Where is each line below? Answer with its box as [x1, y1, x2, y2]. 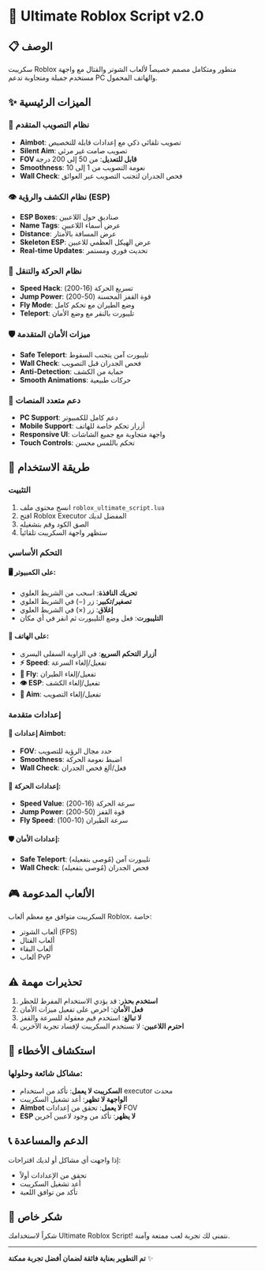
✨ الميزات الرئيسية [8, 96, 91, 109]
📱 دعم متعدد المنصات [8, 394, 81, 405]
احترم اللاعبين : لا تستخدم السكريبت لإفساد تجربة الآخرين [19, 1021, 185, 1031]
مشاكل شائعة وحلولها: [8, 1068, 84, 1079]
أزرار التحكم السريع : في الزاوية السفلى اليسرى [19, 648, 157, 658]
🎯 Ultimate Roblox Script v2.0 [8, 7, 204, 25]
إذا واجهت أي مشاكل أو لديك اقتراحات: [8, 1155, 121, 1164]
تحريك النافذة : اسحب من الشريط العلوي [19, 588, 138, 598]
